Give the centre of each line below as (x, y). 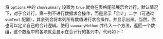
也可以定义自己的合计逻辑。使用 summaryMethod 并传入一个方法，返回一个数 (80, 25)
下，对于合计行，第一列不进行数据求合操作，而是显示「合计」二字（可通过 (80, 13)
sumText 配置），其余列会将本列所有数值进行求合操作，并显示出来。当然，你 (81, 19)
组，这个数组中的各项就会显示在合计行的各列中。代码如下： (65, 31)
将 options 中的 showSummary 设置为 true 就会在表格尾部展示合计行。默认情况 (82, 7)
